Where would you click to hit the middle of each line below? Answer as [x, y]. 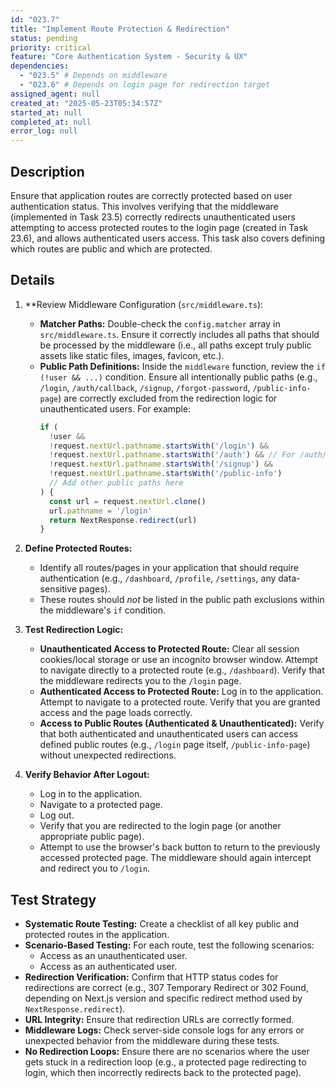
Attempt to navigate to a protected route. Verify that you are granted [180, 702]
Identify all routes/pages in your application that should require [169, 568]
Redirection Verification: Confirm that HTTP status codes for [151, 977]
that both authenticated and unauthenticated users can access [169, 734]
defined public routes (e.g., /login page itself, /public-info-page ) [175, 745]
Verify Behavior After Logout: [87, 775]
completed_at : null [51, 122]
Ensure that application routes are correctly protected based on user [151, 195]
